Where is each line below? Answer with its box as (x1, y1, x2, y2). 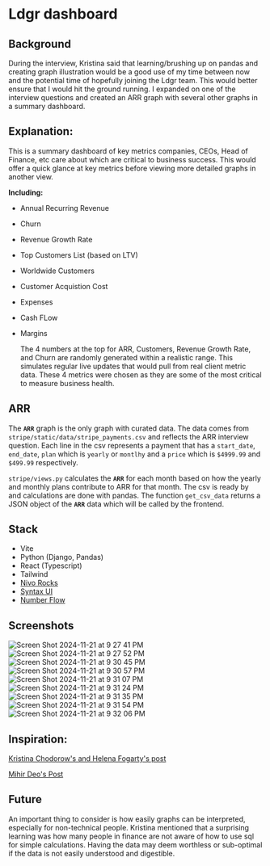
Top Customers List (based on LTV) (19, 250, 139, 259)
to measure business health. (19, 378, 115, 388)
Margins (19, 328, 48, 338)
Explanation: (8, 124, 74, 138)
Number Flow (19, 595, 66, 605)
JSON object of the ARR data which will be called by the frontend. (8, 498, 225, 509)
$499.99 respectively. (8, 457, 78, 467)
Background (8, 37, 71, 51)
